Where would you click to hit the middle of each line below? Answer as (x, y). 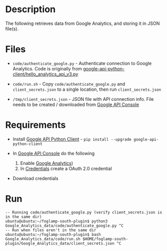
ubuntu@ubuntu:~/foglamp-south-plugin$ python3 (57, 221)
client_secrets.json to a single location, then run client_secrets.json (87, 89)
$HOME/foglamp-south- (105, 239)
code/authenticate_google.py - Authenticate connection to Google (82, 63)
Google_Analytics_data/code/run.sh (43, 239)
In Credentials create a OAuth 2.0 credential (66, 168)
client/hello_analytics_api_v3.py (45, 74)
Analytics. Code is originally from (47, 68)
